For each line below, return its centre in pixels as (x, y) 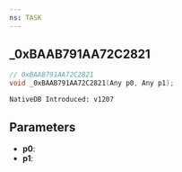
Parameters (43, 127)
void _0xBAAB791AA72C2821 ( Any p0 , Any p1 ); (92, 83)
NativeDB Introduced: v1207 (62, 100)
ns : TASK (26, 18)
